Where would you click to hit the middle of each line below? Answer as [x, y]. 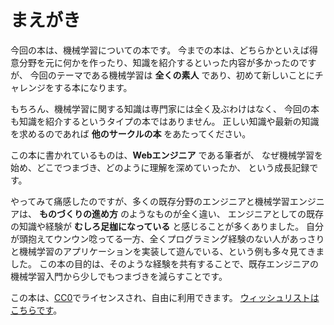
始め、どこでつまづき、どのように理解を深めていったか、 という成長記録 [160, 167]
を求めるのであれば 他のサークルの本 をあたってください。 [131, 133]
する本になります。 [93, 87]
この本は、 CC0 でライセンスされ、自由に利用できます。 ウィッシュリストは [165, 297]
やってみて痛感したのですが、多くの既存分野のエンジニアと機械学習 [150, 201]
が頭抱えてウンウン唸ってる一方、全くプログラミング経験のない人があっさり [167, 238]
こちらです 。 [36, 310]
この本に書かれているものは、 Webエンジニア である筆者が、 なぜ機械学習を [167, 155]
